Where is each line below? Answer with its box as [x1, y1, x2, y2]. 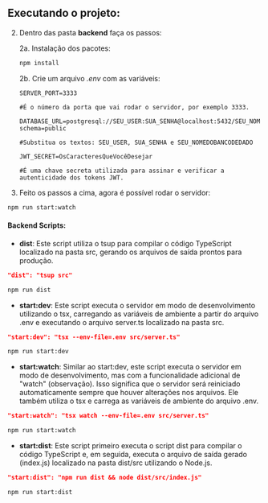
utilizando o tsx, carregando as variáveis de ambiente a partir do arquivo [18, 309, 259, 319]
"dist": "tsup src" [7, 271, 73, 279]
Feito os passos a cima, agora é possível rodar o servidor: [18, 188, 211, 197]
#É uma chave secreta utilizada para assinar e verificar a [18, 167, 225, 175]
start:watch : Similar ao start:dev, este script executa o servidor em [18, 362, 242, 372]
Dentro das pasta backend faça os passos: [18, 27, 162, 37]
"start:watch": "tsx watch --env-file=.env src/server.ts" [7, 412, 209, 420]
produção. [18, 255, 54, 265]
